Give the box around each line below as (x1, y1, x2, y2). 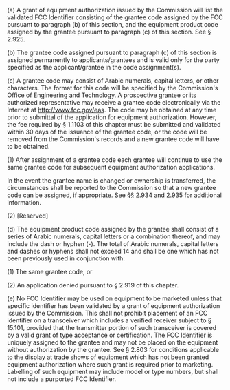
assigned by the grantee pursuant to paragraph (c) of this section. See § (7, 28, 211, 36)
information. (7, 198, 42, 206)
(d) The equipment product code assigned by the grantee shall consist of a (7, 225, 219, 233)
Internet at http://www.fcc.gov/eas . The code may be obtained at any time (7, 106, 217, 114)
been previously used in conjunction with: (7, 254, 126, 263)
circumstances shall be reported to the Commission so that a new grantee (7, 184, 216, 192)
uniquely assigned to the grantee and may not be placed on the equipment (7, 338, 218, 347)
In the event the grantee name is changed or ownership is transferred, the (7, 176, 216, 185)
